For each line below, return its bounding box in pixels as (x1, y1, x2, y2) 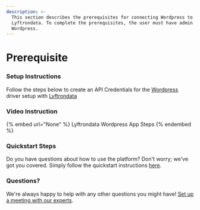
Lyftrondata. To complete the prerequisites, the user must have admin (11, 20, 193, 26)
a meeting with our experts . (6, 196, 74, 203)
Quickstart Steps (6, 141, 57, 150)
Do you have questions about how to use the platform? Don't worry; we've (6, 156, 189, 163)
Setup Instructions (6, 72, 61, 81)
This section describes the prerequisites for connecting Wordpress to (11, 14, 193, 20)
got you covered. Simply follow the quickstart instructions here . (6, 162, 162, 169)
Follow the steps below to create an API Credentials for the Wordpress (6, 86, 179, 93)
